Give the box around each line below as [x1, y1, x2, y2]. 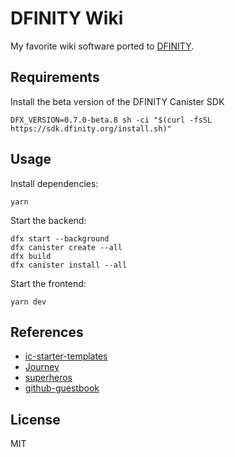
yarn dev [10, 297, 47, 307]
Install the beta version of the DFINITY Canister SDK [10, 95, 225, 107]
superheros [24, 372, 73, 384]
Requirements [10, 69, 100, 86]
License [10, 411, 61, 428]
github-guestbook [24, 382, 100, 394]
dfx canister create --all [10, 242, 123, 252]
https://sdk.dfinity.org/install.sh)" [10, 123, 172, 134]
